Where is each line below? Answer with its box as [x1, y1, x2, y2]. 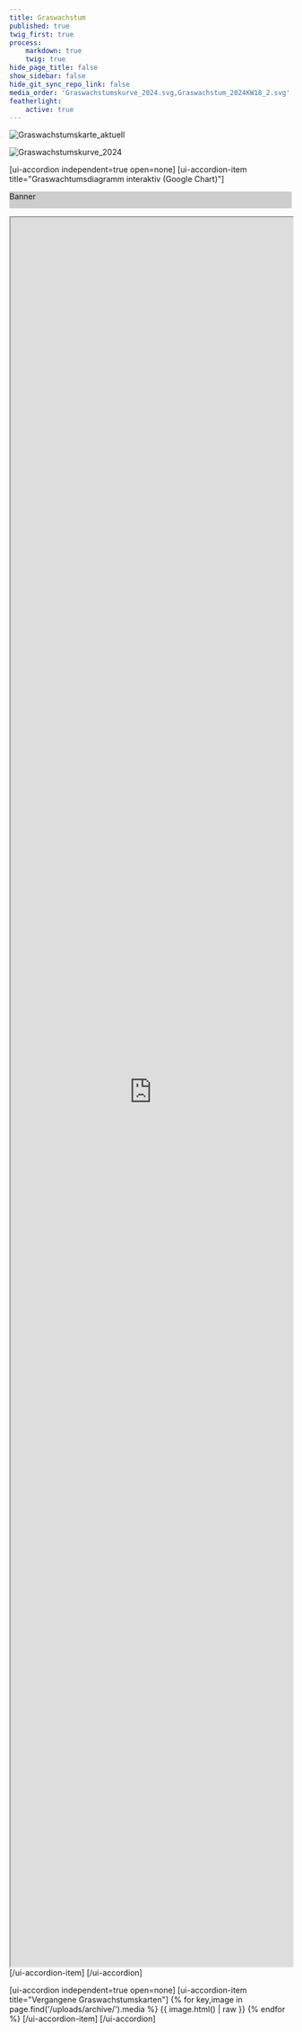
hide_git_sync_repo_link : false [9, 80, 130, 89]
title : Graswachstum [9, 13, 87, 22]
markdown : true [25, 47, 82, 56]
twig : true [25, 55, 66, 64]
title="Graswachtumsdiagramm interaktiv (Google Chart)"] [9, 174, 225, 185]
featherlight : [9, 96, 63, 106]
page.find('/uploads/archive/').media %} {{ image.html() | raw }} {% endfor [9, 2004, 286, 2015]
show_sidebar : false [9, 72, 87, 81]
